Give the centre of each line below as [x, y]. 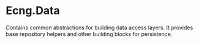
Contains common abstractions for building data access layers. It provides [99, 28]
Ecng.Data [33, 11]
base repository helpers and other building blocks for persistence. [89, 34]
